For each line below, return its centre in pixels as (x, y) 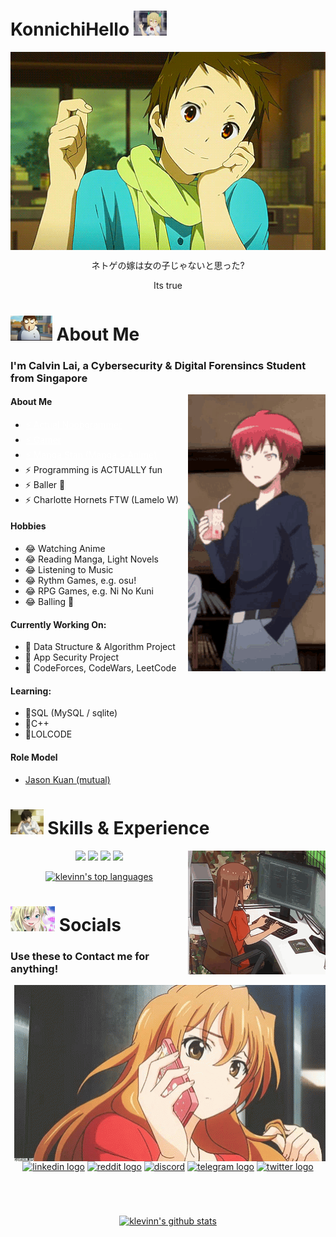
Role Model (34, 757)
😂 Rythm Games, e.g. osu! (80, 580)
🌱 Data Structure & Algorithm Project (100, 647)
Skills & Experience (128, 827)
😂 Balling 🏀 (49, 601)
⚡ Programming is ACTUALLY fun (93, 469)
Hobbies (28, 526)
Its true (168, 286)
